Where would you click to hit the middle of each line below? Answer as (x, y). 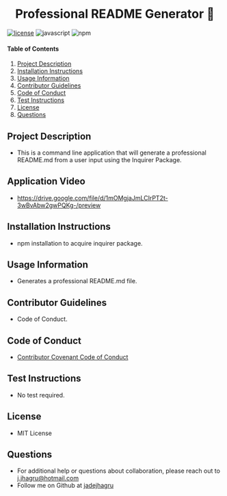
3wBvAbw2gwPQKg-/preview (59, 205)
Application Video (46, 182)
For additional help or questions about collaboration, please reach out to (119, 471)
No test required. (41, 395)
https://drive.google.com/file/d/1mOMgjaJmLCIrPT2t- (93, 198)
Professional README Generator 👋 (115, 14)
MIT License (35, 433)
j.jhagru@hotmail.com (48, 478)
